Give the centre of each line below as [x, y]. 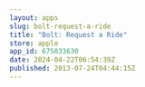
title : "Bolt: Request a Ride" [68, 34]
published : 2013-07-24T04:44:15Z [72, 69]
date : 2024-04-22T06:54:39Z [63, 60]
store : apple [34, 43]
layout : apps [34, 18]
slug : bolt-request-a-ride [60, 26]
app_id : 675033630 [44, 52]
